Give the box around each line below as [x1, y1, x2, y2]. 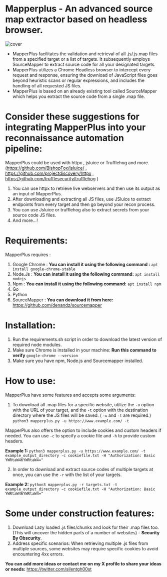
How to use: [5, 375, 56, 387]
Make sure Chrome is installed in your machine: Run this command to [12, 347, 156, 353]
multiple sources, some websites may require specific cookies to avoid [12, 545, 158, 551]
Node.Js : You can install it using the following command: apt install [12, 271, 160, 277]
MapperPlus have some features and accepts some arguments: [5, 392, 136, 398]
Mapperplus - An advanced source [5, 3, 153, 15]
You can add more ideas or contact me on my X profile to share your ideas [5, 560, 161, 566]
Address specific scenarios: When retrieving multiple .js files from [12, 540, 148, 546]
